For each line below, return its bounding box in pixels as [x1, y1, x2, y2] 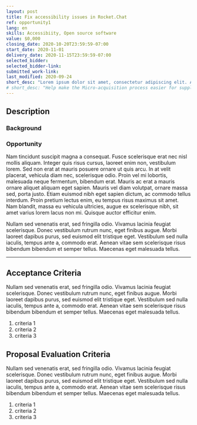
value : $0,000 [6, 36, 41, 42]
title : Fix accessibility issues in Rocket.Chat [6, 14, 127, 20]
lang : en [6, 25, 28, 31]
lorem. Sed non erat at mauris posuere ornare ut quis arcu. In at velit [6, 165, 171, 173]
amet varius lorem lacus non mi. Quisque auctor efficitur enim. [6, 209, 157, 216]
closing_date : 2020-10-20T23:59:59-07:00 [6, 42, 109, 47]
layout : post [6, 8, 38, 15]
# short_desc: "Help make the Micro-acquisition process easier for [6, 85, 177, 91]
